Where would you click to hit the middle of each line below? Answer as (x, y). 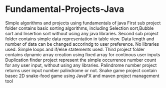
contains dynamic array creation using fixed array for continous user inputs (83, 54)
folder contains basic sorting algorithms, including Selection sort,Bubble (79, 28)
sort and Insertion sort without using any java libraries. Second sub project (82, 33)
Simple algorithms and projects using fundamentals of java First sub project (83, 23)
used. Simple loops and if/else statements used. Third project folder (75, 49)
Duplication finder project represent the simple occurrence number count (81, 60)
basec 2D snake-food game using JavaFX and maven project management (82, 76)
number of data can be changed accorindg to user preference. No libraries (82, 44)
